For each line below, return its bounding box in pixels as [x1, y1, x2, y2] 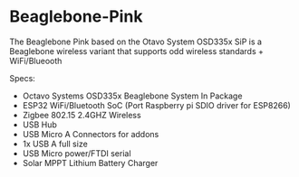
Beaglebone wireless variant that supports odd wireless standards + [9, 45, 265, 56]
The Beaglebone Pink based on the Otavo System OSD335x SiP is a [9, 36, 263, 47]
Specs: [9, 72, 36, 83]
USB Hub [22, 119, 57, 130]
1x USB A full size [22, 138, 88, 149]
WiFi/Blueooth [9, 55, 63, 66]
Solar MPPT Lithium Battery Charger [22, 157, 159, 168]
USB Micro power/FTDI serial [22, 147, 131, 159]
